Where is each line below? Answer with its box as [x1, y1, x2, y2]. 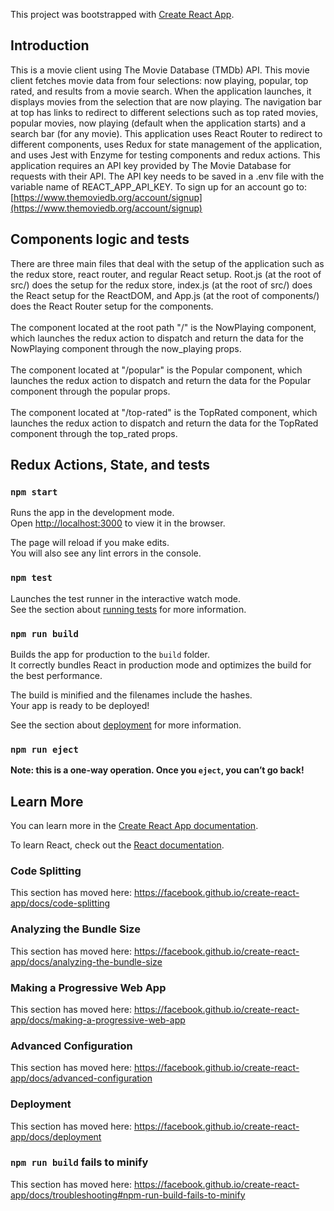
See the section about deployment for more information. [10, 719, 242, 731]
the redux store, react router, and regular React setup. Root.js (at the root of [10, 268, 322, 280]
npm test [10, 572, 53, 584]
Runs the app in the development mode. [10, 507, 175, 519]
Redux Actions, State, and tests [10, 457, 211, 474]
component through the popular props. [10, 385, 171, 397]
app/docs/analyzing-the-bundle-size [10, 955, 163, 968]
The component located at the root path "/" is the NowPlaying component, [10, 321, 317, 333]
